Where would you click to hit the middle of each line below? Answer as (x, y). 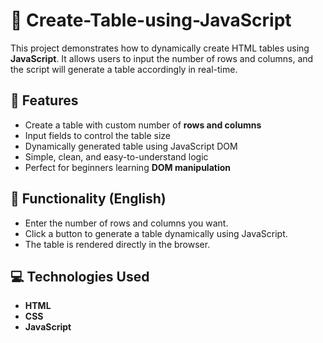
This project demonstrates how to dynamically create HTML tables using (160, 48)
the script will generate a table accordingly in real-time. (124, 69)
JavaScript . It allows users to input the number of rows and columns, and (162, 58)
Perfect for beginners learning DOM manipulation (128, 167)
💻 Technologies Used (80, 276)
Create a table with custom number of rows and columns (143, 125)
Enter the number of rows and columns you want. (126, 223)
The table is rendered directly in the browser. (117, 244)
